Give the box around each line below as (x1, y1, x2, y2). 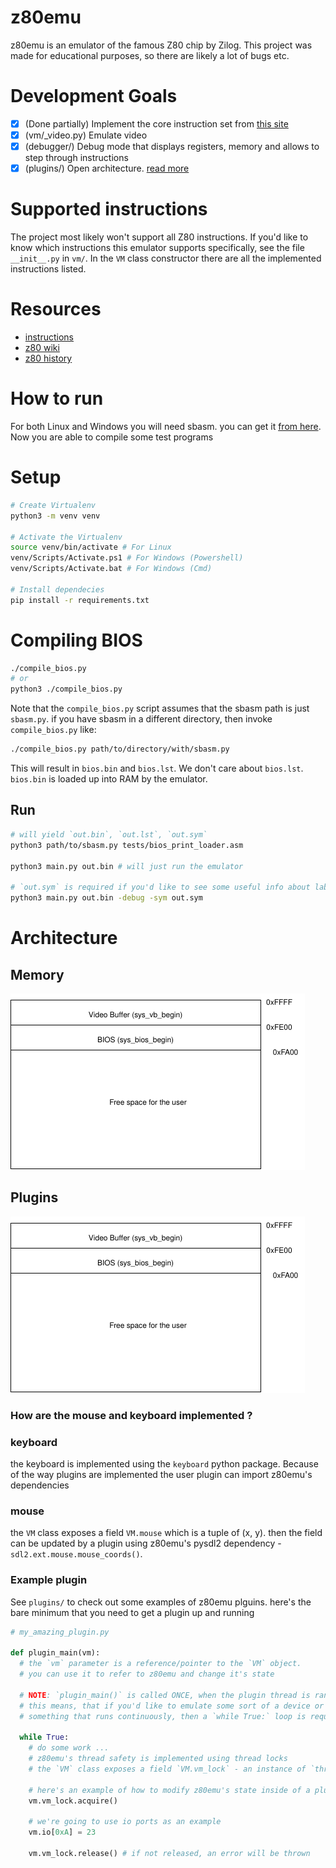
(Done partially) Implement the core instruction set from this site (24, 117, 289, 130)
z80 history (24, 352, 73, 364)
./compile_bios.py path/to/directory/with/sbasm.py (10, 744, 230, 755)
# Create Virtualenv (10, 500, 97, 510)
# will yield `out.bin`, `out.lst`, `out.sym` (10, 829, 208, 840)
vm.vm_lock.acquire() (28, 1796, 118, 1806)
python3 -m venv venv (10, 511, 101, 521)
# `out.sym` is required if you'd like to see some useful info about (10, 882, 311, 893)
